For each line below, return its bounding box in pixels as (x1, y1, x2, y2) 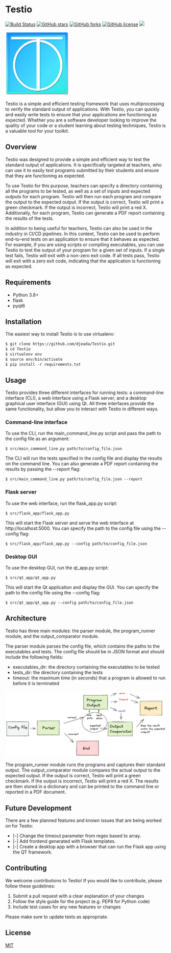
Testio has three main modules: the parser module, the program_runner (5, 628, 156, 634)
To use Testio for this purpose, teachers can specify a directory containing (5, 182, 162, 189)
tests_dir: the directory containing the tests (12, 669, 103, 675)
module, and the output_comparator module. (5, 633, 100, 639)
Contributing (5, 864, 47, 873)
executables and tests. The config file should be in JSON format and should (5, 648, 165, 654)
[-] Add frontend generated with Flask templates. (12, 838, 116, 844)
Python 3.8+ (12, 292, 39, 298)
